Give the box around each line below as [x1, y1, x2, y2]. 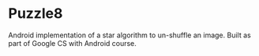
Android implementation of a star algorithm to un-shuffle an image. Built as [8, 30, 251, 40]
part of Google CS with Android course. [8, 38, 137, 47]
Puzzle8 [8, 5, 63, 23]
